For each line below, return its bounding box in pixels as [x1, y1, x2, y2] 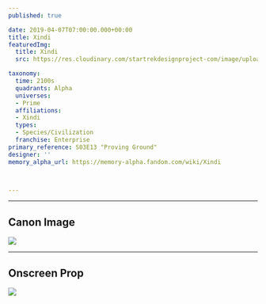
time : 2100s [15, 77, 55, 85]
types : [15, 121, 37, 129]
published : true [8, 11, 62, 20]
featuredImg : [8, 40, 51, 48]
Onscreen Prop [8, 266, 85, 279]
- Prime [15, 99, 41, 107]
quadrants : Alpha [15, 84, 73, 92]
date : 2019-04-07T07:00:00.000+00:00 [8, 25, 133, 34]
